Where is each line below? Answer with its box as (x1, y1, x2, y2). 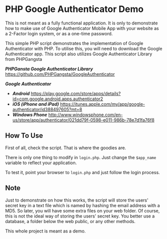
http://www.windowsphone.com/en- (48, 111, 123, 118)
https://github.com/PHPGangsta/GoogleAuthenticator (5, 71, 115, 77)
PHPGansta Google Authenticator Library (5, 66, 93, 72)
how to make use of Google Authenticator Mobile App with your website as (5, 25, 159, 31)
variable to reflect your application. (5, 160, 77, 166)
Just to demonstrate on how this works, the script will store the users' (5, 197, 149, 203)
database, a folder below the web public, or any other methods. (5, 218, 136, 224)
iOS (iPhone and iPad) (12, 101, 59, 107)
